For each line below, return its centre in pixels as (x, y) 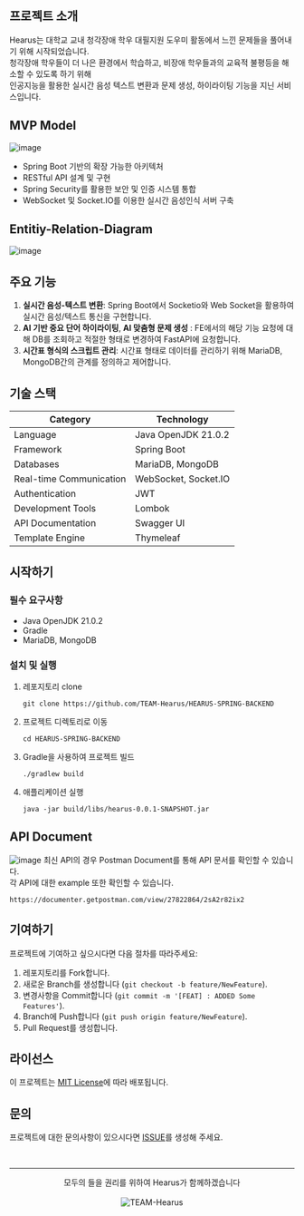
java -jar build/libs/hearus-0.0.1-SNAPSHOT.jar (116, 810)
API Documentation (55, 523)
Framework (38, 450)
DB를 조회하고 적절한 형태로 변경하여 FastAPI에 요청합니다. (137, 339)
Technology (182, 420)
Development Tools (55, 509)
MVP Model (43, 126)
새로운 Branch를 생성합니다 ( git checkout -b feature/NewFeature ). (145, 984)
